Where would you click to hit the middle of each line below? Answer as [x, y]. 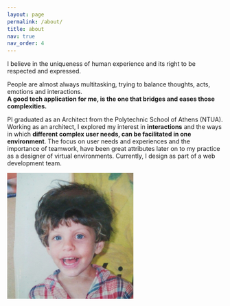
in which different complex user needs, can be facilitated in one [99, 134]
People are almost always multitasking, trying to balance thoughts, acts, [109, 84]
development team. [34, 163]
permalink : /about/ [35, 22]
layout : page [26, 14]
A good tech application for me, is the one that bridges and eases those [111, 99]
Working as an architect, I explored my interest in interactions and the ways [114, 127]
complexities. [27, 106]
